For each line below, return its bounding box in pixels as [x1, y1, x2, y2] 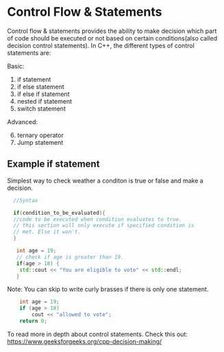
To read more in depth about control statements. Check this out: [7, 330, 188, 338]
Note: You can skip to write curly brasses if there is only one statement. [7, 285, 209, 294]
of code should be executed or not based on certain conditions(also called [7, 34, 218, 42]
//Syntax [13, 197, 38, 204]
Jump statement [16, 138, 64, 146]
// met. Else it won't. [13, 228, 81, 235]
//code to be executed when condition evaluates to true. [13, 215, 183, 223]
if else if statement [16, 90, 70, 98]
